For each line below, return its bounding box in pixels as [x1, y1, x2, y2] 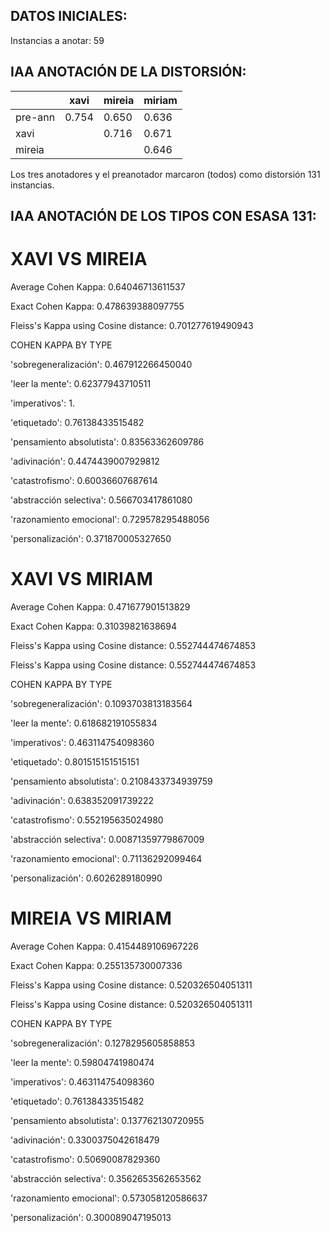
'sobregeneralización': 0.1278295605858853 [10, 1037, 196, 1049]
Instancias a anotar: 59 [10, 34, 105, 46]
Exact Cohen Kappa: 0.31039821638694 [10, 620, 178, 632]
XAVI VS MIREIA [10, 248, 148, 271]
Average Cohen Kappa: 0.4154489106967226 [10, 940, 199, 952]
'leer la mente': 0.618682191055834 [10, 717, 158, 729]
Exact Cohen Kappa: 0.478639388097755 [10, 300, 185, 312]
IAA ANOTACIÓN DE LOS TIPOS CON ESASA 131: [10, 208, 317, 225]
